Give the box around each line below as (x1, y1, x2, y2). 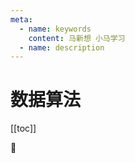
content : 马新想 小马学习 (28, 33, 126, 43)
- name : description (19, 42, 105, 53)
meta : (10, 14, 33, 25)
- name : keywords (19, 24, 92, 34)
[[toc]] (10, 122, 37, 135)
